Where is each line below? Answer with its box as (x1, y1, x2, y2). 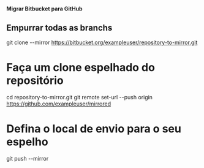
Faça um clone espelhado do (6, 60, 155, 74)
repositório (6, 74, 64, 87)
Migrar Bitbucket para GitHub (6, 5, 83, 12)
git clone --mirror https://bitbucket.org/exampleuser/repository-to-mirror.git (6, 39, 198, 46)
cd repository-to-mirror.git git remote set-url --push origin (6, 94, 153, 101)
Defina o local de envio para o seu (6, 121, 182, 136)
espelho (6, 135, 48, 148)
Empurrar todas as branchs (6, 22, 113, 33)
